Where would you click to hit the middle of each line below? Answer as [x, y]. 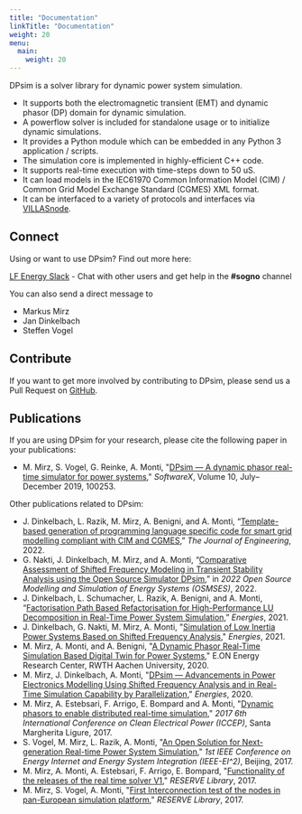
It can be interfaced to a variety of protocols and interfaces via [138, 199]
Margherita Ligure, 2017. [67, 733]
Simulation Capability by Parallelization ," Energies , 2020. [149, 694]
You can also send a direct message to [81, 294]
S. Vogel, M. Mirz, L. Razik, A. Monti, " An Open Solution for [131, 743]
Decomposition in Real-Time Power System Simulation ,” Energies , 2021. [155, 618]
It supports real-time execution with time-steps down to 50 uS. [139, 170]
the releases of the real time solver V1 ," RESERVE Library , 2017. [139, 781]
